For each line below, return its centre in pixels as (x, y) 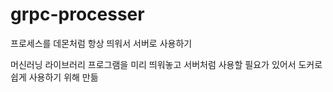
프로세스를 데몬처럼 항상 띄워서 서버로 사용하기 (101, 43)
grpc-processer (77, 14)
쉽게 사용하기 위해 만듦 (54, 77)
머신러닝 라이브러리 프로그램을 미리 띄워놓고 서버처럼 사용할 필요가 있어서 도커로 (166, 64)
